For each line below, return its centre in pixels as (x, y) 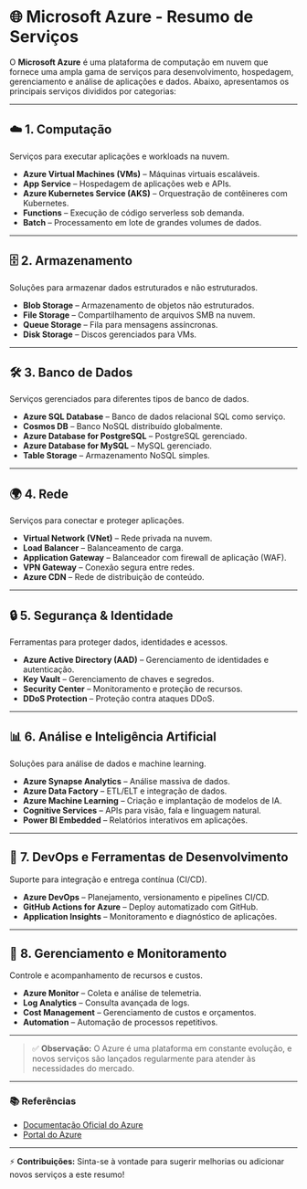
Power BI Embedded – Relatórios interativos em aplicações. (135, 820)
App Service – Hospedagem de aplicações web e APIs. (127, 184)
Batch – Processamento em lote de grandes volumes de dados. (142, 222)
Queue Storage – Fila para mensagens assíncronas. (120, 324)
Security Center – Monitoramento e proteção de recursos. (133, 689)
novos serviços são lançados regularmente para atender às (143, 1059)
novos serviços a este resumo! (67, 1174)
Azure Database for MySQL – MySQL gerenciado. (117, 446)
